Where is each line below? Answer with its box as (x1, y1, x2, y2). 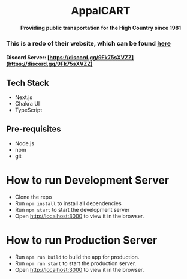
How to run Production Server (6, 233, 158, 247)
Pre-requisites (6, 124, 61, 134)
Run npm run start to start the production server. (14, 259, 137, 267)
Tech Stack (6, 77, 49, 88)
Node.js (14, 139, 35, 147)
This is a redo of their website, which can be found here (6, 39, 171, 47)
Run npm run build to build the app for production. (14, 253, 140, 260)
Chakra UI (14, 100, 40, 107)
